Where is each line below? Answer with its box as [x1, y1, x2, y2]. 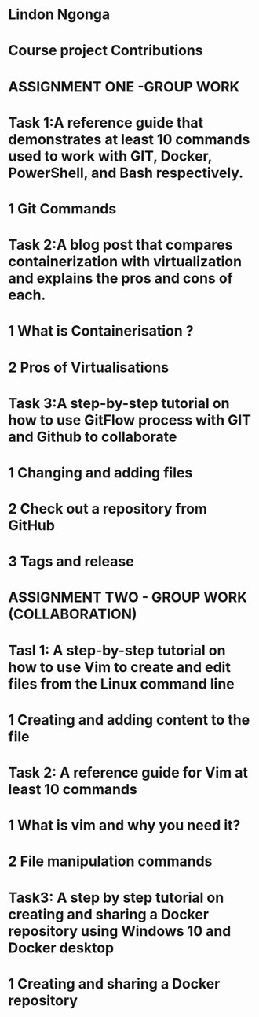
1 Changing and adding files [8, 463, 193, 481]
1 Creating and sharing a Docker [8, 974, 221, 993]
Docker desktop [8, 939, 115, 956]
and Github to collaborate [8, 428, 177, 446]
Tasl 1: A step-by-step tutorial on [8, 641, 226, 659]
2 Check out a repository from [8, 500, 208, 518]
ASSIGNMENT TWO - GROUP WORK [8, 588, 247, 607]
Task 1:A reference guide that [8, 113, 204, 132]
